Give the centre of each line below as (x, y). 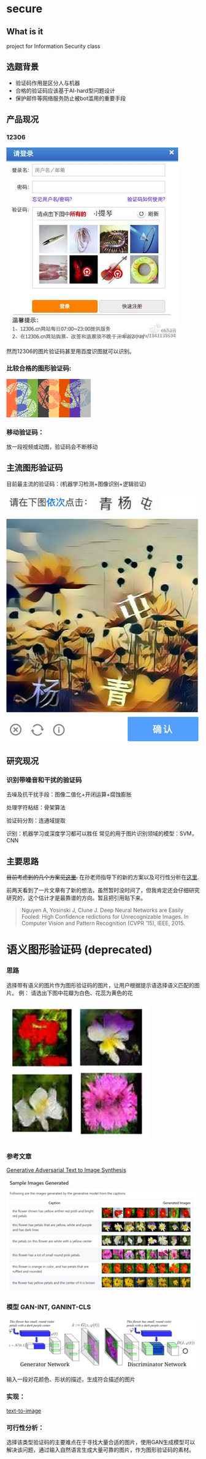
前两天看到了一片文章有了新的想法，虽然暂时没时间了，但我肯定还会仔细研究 (103, 890)
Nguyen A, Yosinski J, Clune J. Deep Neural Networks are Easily (102, 910)
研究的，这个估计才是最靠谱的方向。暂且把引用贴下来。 (76, 898)
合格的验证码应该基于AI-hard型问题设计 (65, 90)
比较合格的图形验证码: (39, 369)
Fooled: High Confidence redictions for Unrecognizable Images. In (105, 917)
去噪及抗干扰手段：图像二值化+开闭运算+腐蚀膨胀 (69, 795)
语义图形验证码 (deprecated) (79, 950)
